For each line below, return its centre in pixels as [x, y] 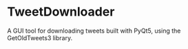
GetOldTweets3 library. [40, 37]
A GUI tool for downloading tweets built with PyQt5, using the [94, 31]
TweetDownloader [61, 12]
